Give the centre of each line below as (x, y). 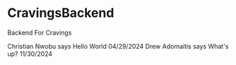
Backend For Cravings (40, 32)
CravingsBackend (61, 13)
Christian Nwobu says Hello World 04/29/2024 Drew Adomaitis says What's (118, 46)
